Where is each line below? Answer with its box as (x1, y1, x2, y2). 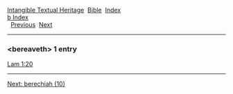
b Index (7, 13, 29, 21)
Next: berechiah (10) (7, 79, 66, 88)
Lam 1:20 (7, 60, 33, 68)
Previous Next (10, 21, 53, 28)
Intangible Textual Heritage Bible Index (7, 6, 121, 14)
